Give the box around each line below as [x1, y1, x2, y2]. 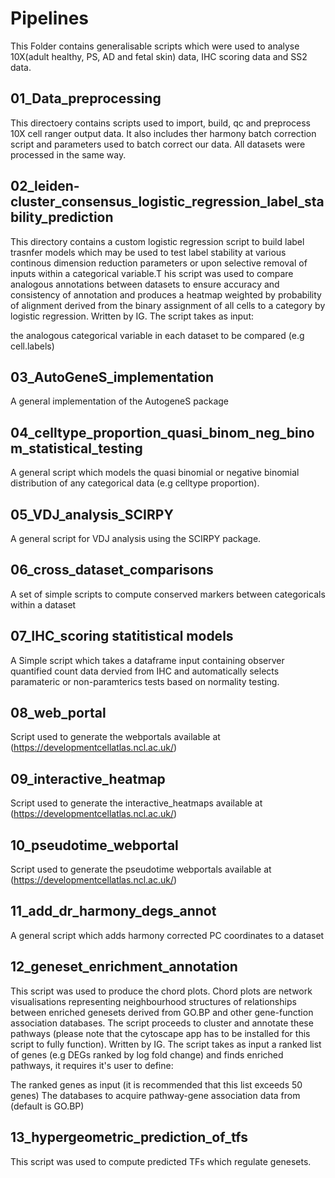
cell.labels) [10, 340, 55, 352]
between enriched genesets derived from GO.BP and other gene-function [10, 1006, 314, 1018]
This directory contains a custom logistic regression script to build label [10, 235, 305, 247]
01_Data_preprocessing [10, 90, 162, 107]
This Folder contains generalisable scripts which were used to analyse [10, 40, 300, 52]
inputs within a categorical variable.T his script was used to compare [10, 267, 294, 279]
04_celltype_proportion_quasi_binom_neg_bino [10, 424, 315, 441]
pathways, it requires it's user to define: [10, 1059, 174, 1071]
